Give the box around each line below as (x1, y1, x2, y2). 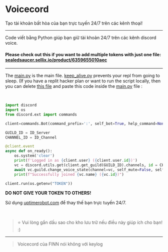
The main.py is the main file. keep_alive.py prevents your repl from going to (5, 73, 160, 79)
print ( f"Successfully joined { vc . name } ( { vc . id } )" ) (14, 172, 124, 177)
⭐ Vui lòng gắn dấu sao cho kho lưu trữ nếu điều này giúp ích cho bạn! (17, 219, 163, 225)
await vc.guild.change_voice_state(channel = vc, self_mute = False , (14, 167, 153, 172)
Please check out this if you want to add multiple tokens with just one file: (5, 51, 161, 57)
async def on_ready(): (5, 149, 52, 154)
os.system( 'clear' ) (14, 153, 55, 159)
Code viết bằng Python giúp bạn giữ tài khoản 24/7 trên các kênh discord (5, 34, 156, 41)
